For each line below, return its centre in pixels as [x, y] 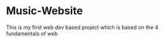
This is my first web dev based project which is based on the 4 [82, 27]
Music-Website [45, 11]
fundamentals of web [32, 33]
